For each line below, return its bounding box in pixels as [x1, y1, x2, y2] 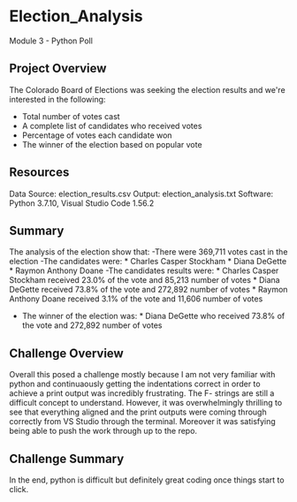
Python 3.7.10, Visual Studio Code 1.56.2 [9, 197, 155, 209]
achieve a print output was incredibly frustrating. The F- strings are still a [9, 388, 275, 399]
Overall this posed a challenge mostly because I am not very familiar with [9, 369, 276, 380]
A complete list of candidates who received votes [21, 120, 202, 131]
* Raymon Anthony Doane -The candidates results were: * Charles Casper [9, 265, 279, 276]
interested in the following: [9, 94, 106, 104]
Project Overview [9, 61, 107, 76]
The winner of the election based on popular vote [21, 139, 202, 149]
